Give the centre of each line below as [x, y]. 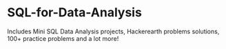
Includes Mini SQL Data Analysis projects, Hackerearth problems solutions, [113, 31]
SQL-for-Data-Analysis [75, 13]
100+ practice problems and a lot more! [63, 38]
